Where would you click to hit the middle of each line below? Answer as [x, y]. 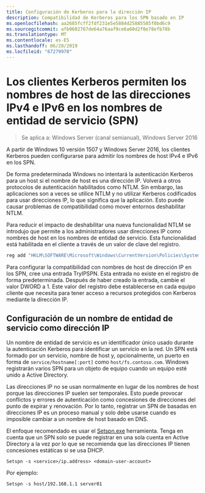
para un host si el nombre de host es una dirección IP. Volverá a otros [94, 180]
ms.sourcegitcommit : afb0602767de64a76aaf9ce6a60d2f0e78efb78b [88, 29]
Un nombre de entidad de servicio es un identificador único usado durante [100, 342]
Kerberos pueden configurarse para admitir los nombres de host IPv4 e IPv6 [102, 155]
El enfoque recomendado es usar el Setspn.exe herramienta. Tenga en [95, 431]
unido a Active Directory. [38, 375]
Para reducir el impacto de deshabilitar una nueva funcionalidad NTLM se [99, 225]
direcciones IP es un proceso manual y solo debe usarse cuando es [91, 413]
